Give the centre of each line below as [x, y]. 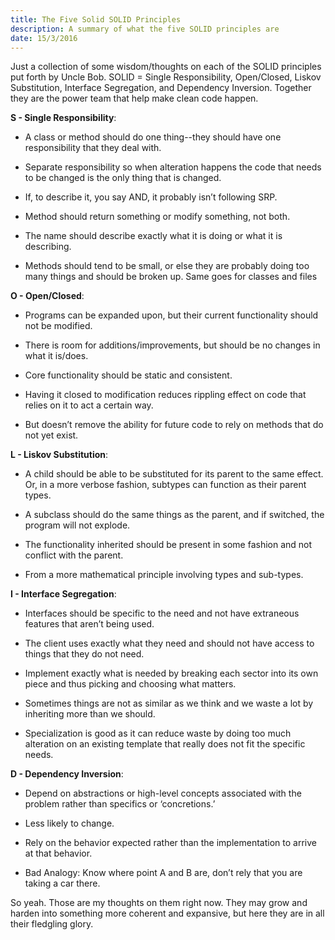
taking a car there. [62, 883]
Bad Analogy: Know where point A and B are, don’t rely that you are [163, 873]
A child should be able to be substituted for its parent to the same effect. [174, 474]
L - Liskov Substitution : [59, 455]
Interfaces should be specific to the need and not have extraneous [162, 613]
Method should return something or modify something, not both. [157, 217]
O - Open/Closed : [47, 296]
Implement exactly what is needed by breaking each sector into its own [171, 673]
